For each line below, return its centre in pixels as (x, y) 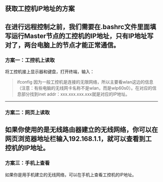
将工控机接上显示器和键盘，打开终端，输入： (50, 72)
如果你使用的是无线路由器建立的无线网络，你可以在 (81, 130)
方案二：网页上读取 (27, 112)
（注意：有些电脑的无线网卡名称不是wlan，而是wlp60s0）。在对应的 (84, 88)
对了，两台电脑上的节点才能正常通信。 (62, 45)
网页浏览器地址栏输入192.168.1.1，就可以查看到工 (78, 139)
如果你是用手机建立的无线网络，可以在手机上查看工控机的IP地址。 (71, 175)
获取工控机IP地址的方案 (40, 9)
